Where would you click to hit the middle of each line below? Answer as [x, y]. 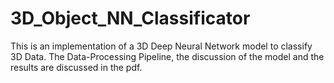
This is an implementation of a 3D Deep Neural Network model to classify [161, 46]
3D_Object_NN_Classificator [130, 18]
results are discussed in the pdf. [76, 67]
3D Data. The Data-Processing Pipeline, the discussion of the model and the [167, 56]
